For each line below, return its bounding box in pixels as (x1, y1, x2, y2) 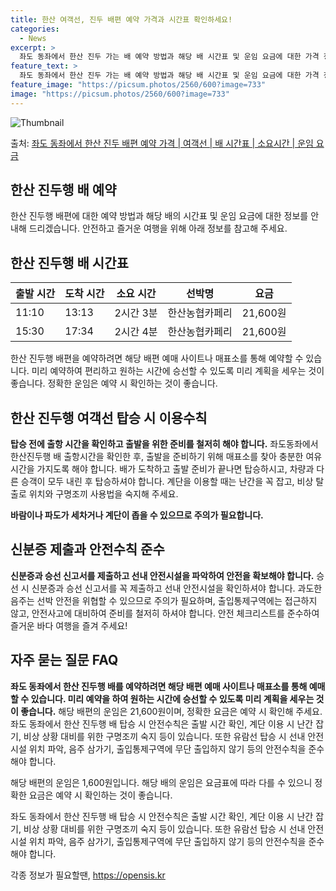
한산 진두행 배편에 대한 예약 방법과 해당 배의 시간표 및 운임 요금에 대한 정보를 (10, 210, 309, 222)
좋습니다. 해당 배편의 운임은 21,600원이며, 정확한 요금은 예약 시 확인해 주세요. (20, 705, 323, 717)
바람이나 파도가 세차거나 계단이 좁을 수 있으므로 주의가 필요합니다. (10, 509, 264, 521)
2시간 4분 (114, 325, 158, 339)
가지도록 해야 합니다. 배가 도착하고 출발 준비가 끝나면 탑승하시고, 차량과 (36, 463, 315, 475)
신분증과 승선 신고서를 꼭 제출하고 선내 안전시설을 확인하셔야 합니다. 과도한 (31, 582, 323, 594)
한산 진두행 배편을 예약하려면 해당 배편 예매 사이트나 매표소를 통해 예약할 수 (10, 352, 304, 365)
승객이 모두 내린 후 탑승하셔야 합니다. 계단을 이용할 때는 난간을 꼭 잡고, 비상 (20, 476, 314, 488)
